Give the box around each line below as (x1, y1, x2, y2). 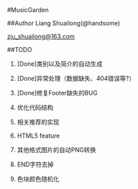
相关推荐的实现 (16, 118, 59, 126)
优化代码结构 (16, 103, 53, 112)
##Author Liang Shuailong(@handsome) (7, 19, 121, 27)
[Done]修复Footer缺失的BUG (16, 89, 98, 97)
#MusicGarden (7, 6, 49, 14)
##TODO (7, 46, 32, 53)
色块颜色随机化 (16, 175, 59, 183)
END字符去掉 (16, 160, 54, 168)
